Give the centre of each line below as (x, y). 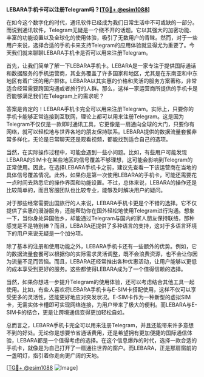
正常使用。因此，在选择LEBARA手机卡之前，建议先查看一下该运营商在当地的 (102, 167)
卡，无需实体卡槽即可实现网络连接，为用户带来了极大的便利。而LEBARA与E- (102, 305)
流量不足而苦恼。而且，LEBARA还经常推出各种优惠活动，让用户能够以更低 (104, 261)
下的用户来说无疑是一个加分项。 (46, 233)
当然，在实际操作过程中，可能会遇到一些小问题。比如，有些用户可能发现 (97, 152)
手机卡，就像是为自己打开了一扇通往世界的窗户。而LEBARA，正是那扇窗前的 (102, 348)
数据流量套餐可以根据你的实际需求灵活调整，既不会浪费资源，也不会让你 (102, 254)
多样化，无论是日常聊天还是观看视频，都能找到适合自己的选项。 (91, 139)
